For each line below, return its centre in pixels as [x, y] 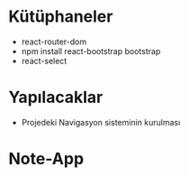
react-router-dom [54, 42]
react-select [44, 61]
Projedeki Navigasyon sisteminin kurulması [101, 122]
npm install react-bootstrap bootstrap [91, 51]
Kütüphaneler [61, 17]
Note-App [46, 159]
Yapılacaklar [56, 98]
